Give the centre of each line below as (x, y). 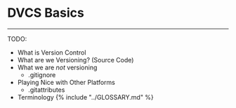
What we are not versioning (57, 67)
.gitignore (42, 74)
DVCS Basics (46, 13)
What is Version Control (52, 52)
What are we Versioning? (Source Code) (76, 60)
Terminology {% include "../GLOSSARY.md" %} (86, 97)
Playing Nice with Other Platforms (66, 82)
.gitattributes (46, 90)
